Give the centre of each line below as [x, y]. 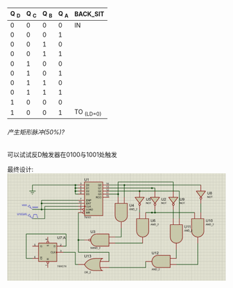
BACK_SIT [89, 14]
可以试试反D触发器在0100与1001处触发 [62, 155]
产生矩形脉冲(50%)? [36, 132]
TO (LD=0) [88, 112]
